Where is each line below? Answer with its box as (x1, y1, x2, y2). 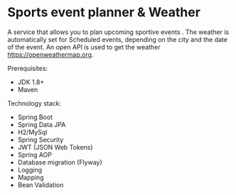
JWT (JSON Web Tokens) (17, 143, 94, 151)
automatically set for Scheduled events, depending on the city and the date (7, 35, 227, 43)
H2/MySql (17, 128, 48, 136)
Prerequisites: (7, 64, 48, 72)
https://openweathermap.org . (7, 50, 94, 59)
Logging (17, 165, 43, 174)
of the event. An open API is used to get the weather (7, 43, 161, 51)
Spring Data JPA (17, 120, 66, 128)
